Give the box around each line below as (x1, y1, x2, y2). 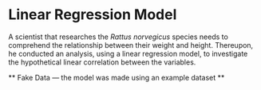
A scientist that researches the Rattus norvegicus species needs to (8, 32, 229, 41)
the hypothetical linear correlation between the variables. (8, 57, 196, 67)
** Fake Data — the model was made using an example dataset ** (8, 72, 225, 82)
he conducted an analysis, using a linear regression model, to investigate (8, 49, 248, 58)
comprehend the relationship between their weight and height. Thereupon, (8, 40, 254, 49)
